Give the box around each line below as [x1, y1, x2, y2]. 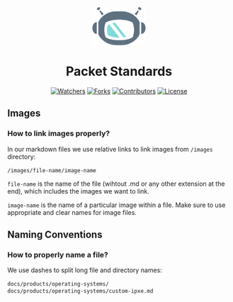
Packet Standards [65, 64, 173, 79]
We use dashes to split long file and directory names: [7, 266, 163, 274]
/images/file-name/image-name [7, 167, 97, 174]
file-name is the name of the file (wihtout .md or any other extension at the [7, 179, 225, 188]
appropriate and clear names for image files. [7, 208, 137, 216]
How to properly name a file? [7, 250, 108, 259]
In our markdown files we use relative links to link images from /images [7, 145, 213, 153]
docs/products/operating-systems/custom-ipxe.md [7, 288, 154, 295]
